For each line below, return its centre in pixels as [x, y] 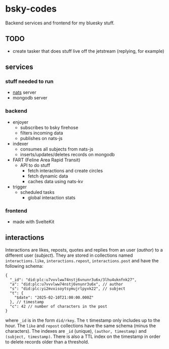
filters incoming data [41, 133]
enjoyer [20, 122]
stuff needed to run [30, 82]
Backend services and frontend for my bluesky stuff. [60, 23]
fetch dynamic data [48, 176]
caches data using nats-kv [55, 181]
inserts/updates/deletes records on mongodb [67, 154]
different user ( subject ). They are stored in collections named [69, 255]
